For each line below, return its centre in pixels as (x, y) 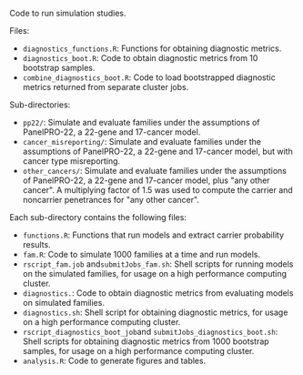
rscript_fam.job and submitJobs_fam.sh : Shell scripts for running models (158, 264)
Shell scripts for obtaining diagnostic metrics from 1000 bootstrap (146, 341)
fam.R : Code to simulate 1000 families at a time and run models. (141, 254)
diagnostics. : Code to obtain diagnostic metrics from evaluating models (158, 293)
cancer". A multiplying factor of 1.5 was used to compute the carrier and (157, 190)
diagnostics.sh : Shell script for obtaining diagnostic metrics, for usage (155, 312)
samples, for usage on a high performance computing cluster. (138, 351)
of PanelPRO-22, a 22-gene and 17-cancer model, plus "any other (146, 180)
